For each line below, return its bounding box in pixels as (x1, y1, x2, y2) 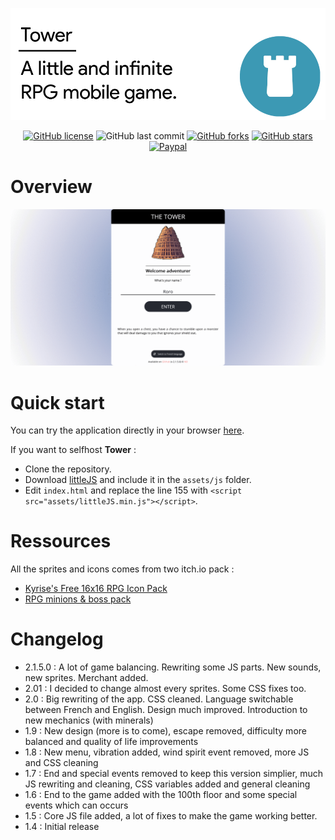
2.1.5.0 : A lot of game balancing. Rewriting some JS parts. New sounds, (24, 661, 322, 673)
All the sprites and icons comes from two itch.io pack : (10, 563, 235, 575)
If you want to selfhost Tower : (10, 444, 137, 456)
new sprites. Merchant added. (24, 672, 149, 684)
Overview (10, 176, 93, 198)
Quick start (10, 391, 105, 414)
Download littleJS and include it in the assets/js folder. (24, 474, 252, 486)
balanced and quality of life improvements (24, 736, 199, 748)
